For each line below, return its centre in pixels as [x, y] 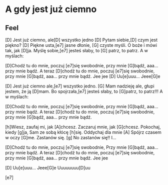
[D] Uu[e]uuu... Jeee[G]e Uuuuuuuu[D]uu [48, 168]
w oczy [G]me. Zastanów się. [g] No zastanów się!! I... [61, 137]
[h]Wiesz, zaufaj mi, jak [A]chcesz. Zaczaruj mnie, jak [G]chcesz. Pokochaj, [83, 127]
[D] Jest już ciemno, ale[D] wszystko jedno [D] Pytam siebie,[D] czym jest [81, 40]
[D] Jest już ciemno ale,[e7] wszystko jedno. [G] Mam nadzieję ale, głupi [80, 86]
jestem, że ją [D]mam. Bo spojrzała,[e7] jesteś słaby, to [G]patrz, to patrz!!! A [84, 91]
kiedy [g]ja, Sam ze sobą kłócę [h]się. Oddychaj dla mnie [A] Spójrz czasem [83, 132]
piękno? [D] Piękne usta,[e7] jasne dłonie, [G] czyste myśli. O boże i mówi [81, 45]
